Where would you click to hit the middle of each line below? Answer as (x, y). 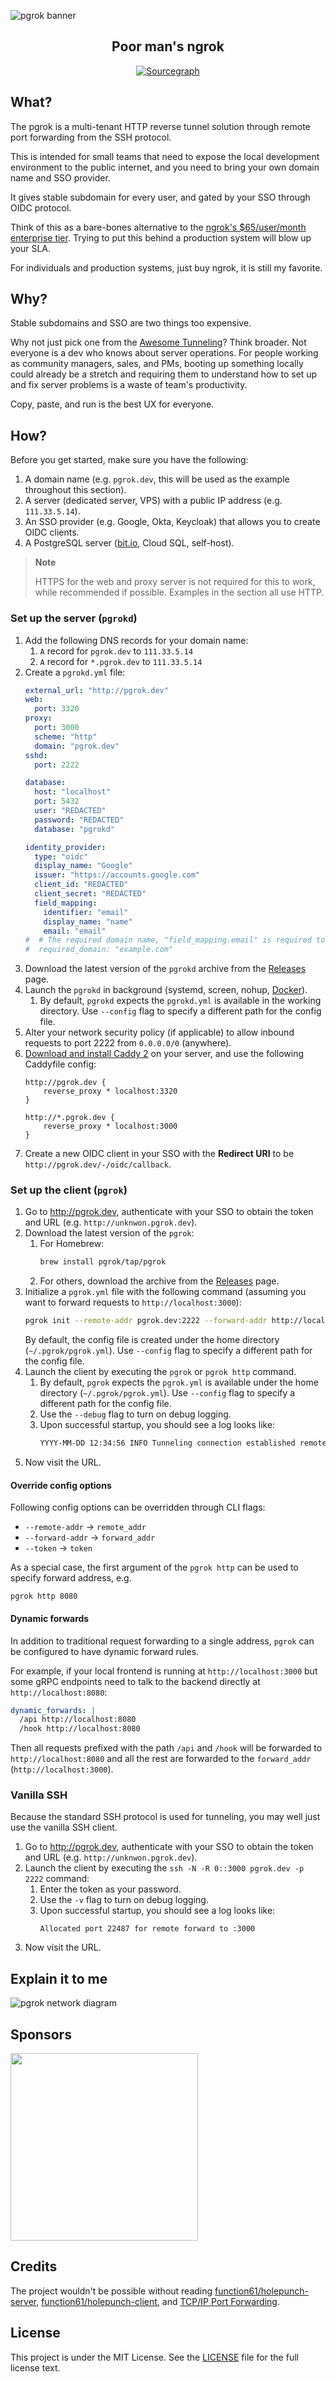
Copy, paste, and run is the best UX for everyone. (112, 404)
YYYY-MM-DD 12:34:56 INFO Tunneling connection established (167, 1443)
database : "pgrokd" (75, 829)
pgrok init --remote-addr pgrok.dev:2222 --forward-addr (146, 1321)
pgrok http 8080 (44, 1596)
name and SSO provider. (60, 177)
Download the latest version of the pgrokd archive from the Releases (165, 969)
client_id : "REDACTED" (81, 885)
